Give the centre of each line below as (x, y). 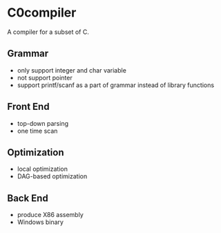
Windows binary (40, 222)
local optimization (42, 169)
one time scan (37, 131)
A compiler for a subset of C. (48, 32)
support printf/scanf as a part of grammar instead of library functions (116, 85)
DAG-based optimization (52, 176)
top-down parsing (43, 123)
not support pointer (45, 77)
